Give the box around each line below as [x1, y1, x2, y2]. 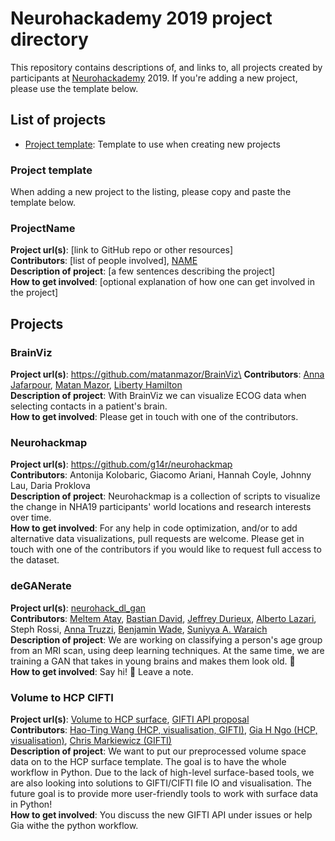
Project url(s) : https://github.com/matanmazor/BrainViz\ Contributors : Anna [10, 368, 325, 381]
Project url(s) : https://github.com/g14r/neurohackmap [10, 458, 233, 471]
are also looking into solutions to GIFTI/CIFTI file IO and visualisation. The [10, 777, 312, 789]
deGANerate [10, 579, 72, 593]
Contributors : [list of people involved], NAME [10, 255, 198, 267]
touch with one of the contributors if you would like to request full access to [10, 543, 322, 556]
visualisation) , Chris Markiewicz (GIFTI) [10, 734, 172, 746]
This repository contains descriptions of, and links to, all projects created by [10, 61, 323, 73]
